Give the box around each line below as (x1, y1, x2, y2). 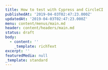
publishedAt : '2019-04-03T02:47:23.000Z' (5, 12, 93, 17)
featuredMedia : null (5, 53, 48, 58)
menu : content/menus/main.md (5, 21, 66, 26)
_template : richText (14, 44, 57, 49)
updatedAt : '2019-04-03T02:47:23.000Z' (5, 16, 88, 21)
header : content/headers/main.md (5, 26, 75, 31)
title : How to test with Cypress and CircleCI (5, 7, 104, 12)
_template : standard (5, 58, 48, 63)
